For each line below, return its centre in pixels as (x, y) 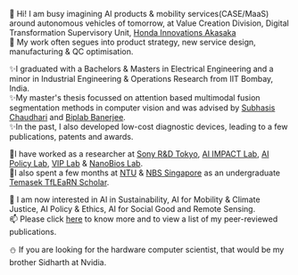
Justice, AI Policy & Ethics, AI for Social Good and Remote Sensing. (132, 209)
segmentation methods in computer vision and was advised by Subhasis (142, 108)
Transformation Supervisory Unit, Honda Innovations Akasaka (123, 32)
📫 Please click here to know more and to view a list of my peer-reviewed (144, 219)
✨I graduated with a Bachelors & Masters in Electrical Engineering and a (141, 69)
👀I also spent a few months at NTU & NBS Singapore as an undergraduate (145, 173)
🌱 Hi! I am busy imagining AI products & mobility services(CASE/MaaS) (139, 14)
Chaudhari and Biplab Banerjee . (68, 117)
